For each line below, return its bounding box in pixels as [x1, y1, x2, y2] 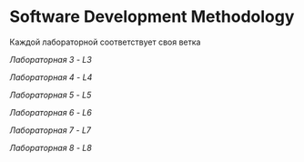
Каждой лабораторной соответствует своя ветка [9, 36, 201, 47]
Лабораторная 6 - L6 [9, 106, 93, 117]
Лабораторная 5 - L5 [9, 89, 92, 100]
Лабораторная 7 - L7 [9, 125, 91, 136]
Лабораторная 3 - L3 [9, 54, 93, 65]
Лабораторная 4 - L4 [9, 71, 93, 83]
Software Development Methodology [9, 6, 295, 27]
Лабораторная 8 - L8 [9, 142, 93, 153]
